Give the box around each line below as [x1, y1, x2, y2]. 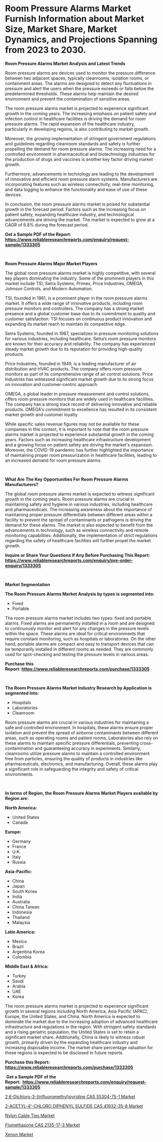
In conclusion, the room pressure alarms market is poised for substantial [5, 201, 150, 207]
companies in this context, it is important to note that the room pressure [5, 426, 149, 432]
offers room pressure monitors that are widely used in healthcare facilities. [5, 396, 154, 402]
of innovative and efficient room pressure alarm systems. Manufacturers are [5, 176, 158, 182]
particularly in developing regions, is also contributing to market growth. [5, 126, 149, 132]
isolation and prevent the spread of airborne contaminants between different [5, 730, 159, 735]
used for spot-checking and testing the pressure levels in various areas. [5, 651, 149, 657]
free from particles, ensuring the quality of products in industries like [5, 755, 143, 761]
